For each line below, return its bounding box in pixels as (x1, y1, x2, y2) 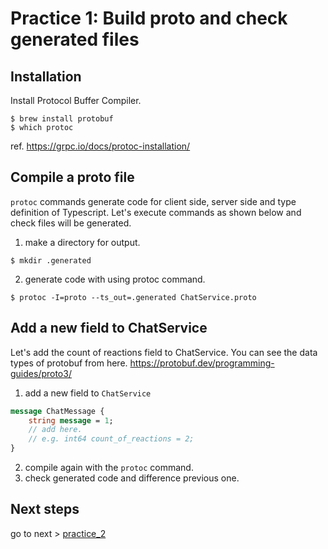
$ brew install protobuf (10, 114, 114, 124)
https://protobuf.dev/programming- (129, 357, 275, 369)
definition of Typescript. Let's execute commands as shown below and (10, 206, 302, 218)
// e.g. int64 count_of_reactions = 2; (28, 434, 195, 444)
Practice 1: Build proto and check (10, 7, 288, 30)
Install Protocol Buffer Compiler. (10, 95, 142, 106)
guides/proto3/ (10, 367, 72, 379)
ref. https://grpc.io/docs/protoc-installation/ (10, 140, 191, 152)
